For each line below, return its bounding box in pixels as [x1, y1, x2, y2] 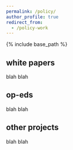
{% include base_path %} [6, 41, 68, 48]
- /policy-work [11, 25, 48, 31]
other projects [6, 123, 59, 132]
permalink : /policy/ [6, 8, 57, 15]
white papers [6, 58, 55, 68]
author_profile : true [6, 14, 59, 20]
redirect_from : [6, 19, 43, 25]
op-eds [6, 90, 33, 100]
